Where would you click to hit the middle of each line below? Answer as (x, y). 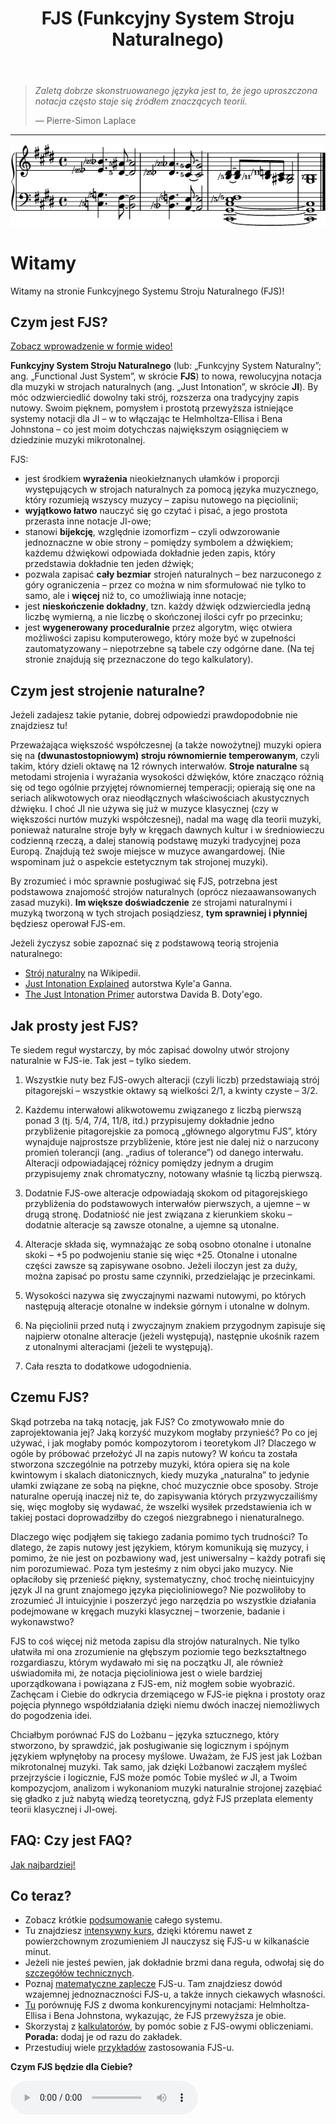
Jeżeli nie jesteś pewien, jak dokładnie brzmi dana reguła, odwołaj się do (174, 1963)
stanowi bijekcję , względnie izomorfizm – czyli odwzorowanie (152, 532)
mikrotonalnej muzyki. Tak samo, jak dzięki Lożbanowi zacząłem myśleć (159, 1766)
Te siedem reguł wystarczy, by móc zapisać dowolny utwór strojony (150, 1050)
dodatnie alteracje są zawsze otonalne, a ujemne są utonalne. (152, 1225)
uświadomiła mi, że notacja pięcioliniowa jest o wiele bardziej (136, 1673)
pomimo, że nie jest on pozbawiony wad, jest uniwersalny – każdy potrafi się (168, 1558)
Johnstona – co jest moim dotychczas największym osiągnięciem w (149, 429)
